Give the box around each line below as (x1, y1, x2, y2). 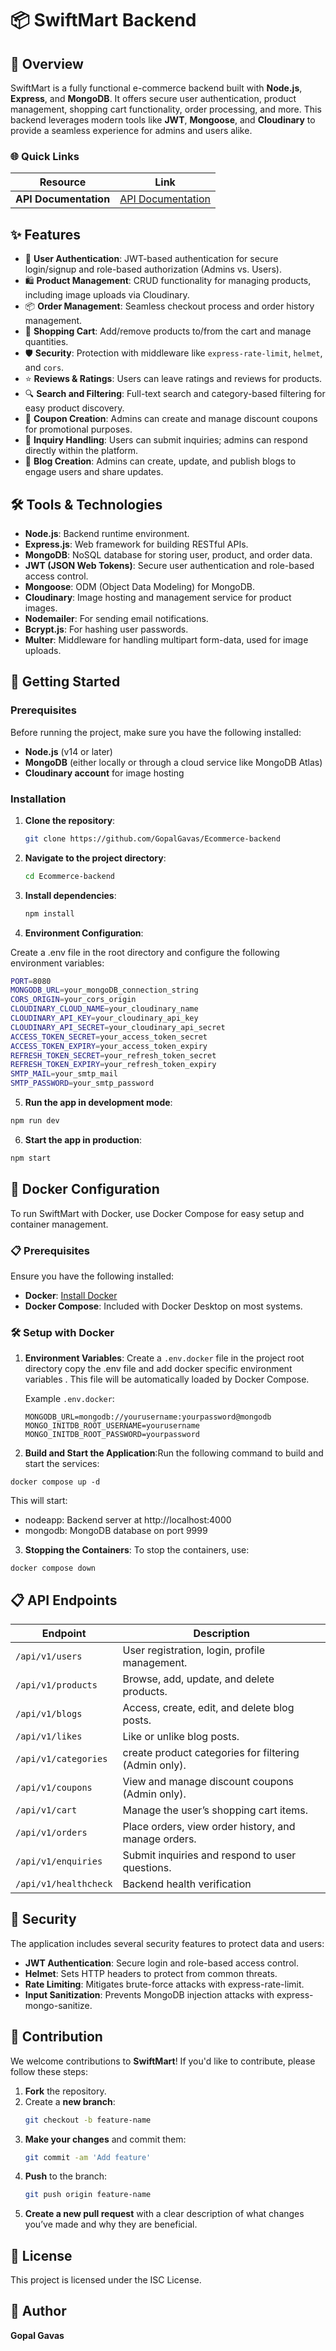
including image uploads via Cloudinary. (24, 289, 190, 301)
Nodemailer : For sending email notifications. (24, 612, 209, 624)
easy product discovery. (24, 402, 125, 414)
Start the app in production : (24, 1133, 142, 1146)
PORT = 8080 (10, 976, 52, 986)
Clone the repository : (24, 814, 116, 826)
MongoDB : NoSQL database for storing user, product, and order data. (24, 548, 313, 561)
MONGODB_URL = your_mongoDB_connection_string (10, 985, 199, 996)
